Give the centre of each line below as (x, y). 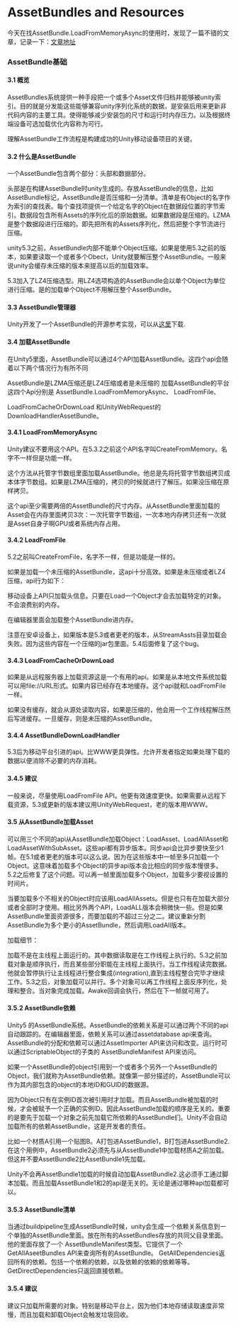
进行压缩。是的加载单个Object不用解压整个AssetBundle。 (91, 290)
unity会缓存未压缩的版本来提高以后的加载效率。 (83, 266)
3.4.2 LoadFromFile (36, 540)
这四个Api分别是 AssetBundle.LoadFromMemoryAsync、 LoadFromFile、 (114, 391)
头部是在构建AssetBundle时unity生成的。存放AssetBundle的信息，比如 (110, 189)
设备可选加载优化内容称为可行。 (60, 124)
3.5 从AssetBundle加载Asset (50, 822)
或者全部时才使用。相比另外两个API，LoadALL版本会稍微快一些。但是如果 (115, 907)
